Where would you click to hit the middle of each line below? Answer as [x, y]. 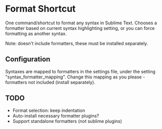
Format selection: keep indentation [49, 110]
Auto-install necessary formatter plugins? [56, 116]
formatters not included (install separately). [50, 82]
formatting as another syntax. [36, 33]
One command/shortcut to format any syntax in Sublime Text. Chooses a [81, 23]
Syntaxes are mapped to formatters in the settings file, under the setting [80, 71]
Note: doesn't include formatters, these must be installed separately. [77, 43]
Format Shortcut [40, 9]
